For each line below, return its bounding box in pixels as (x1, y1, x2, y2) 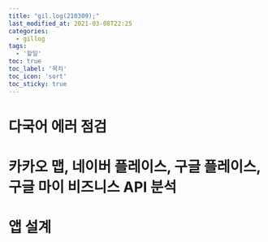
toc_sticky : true (8, 80, 67, 88)
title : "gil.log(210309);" (8, 11, 100, 20)
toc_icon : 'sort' (8, 72, 67, 80)
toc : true (8, 58, 42, 66)
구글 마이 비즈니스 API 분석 (8, 178, 177, 196)
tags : (8, 42, 27, 50)
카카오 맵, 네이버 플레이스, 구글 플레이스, (8, 158, 262, 175)
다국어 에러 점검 (8, 117, 107, 136)
